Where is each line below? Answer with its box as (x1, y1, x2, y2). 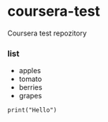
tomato (18, 74, 43, 84)
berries (18, 83, 43, 92)
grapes (18, 91, 43, 101)
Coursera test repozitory (7, 28, 88, 38)
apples (18, 66, 41, 76)
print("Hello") (7, 106, 58, 114)
